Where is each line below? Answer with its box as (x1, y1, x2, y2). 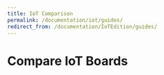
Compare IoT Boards (7, 53, 128, 69)
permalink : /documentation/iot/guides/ (7, 17, 124, 24)
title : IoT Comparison (7, 10, 73, 17)
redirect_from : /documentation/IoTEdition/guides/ (7, 23, 158, 30)
